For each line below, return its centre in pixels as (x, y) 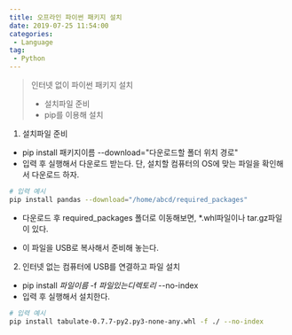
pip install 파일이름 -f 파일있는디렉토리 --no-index (110, 285)
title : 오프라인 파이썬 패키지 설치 (66, 17)
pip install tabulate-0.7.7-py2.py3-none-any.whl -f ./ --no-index (137, 321)
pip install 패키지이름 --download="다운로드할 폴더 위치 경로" (130, 152)
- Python (29, 58)
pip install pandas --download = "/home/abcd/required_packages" (129, 199)
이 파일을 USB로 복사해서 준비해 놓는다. (91, 247)
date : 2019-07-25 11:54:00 (59, 26)
